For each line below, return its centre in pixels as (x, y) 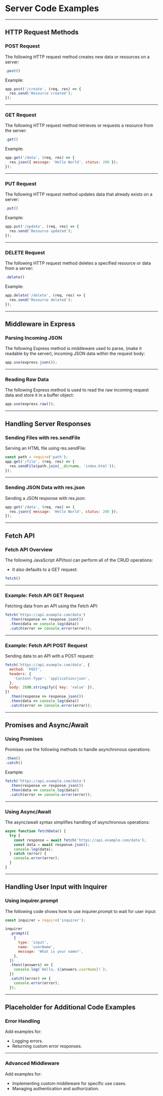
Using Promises (24, 739)
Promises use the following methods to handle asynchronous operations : (78, 749)
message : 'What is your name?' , (50, 951)
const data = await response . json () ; (52, 845)
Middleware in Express (40, 324)
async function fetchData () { (36, 831)
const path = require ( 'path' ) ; (37, 457)
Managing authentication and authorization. (56, 1088)
